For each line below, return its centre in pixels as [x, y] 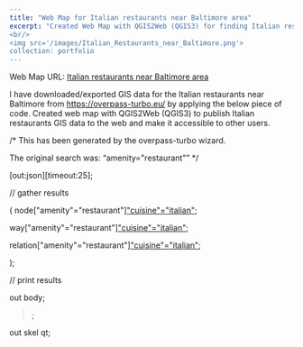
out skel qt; [30, 333]
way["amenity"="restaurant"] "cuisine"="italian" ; [99, 228]
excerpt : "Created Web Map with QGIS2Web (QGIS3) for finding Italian [145, 26]
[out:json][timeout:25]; [51, 176]
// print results [36, 280]
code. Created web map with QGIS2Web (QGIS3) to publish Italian [132, 114]
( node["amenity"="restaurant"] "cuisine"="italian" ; [103, 210]
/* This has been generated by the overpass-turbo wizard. [118, 141]
